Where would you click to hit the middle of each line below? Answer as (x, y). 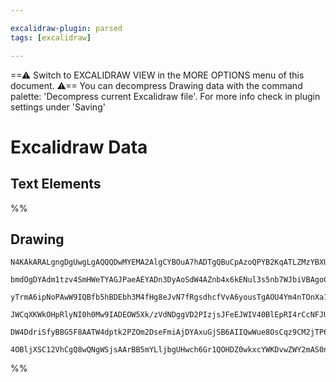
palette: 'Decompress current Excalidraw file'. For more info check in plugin (165, 96)
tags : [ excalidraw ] (51, 37)
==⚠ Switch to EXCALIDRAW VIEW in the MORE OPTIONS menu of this (157, 75)
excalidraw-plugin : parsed (66, 28)
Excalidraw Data (79, 147)
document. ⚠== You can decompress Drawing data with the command (156, 85)
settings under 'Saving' (58, 107)
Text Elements (56, 184)
